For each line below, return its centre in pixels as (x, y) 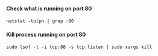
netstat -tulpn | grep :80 (40, 21)
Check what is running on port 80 (49, 8)
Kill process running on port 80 (46, 34)
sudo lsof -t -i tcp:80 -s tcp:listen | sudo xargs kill (79, 47)
